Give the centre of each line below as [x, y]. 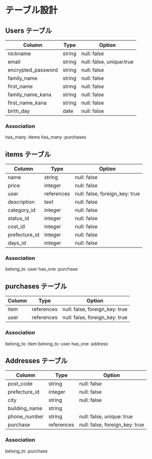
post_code [20, 384]
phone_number [26, 417]
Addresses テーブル [36, 361]
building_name [25, 409]
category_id [22, 210]
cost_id [16, 227]
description [21, 202]
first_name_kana [27, 103]
